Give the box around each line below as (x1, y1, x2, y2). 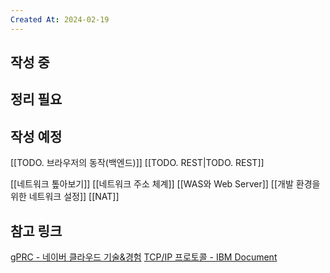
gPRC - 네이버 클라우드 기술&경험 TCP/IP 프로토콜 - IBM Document (10, 251, 278, 263)
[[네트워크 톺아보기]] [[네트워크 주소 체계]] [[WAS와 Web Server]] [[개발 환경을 (10, 178, 321, 190)
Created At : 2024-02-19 (10, 14, 110, 25)
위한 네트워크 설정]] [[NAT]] (10, 191, 120, 203)
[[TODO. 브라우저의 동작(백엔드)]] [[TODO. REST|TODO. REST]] (10, 157, 265, 169)
